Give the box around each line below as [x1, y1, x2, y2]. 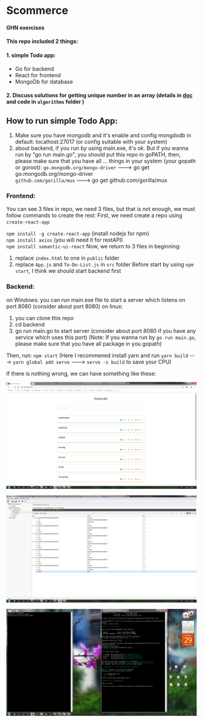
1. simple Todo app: [6, 51, 56, 59]
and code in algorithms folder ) [6, 98, 85, 106]
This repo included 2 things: [6, 37, 79, 45]
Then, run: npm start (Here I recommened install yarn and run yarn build [6, 352, 188, 359]
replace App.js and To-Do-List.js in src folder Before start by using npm [14, 261, 194, 268]
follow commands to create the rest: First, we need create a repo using [6, 212, 182, 219]
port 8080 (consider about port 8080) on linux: [6, 303, 123, 310]
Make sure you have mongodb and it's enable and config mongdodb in [14, 131, 192, 139]
